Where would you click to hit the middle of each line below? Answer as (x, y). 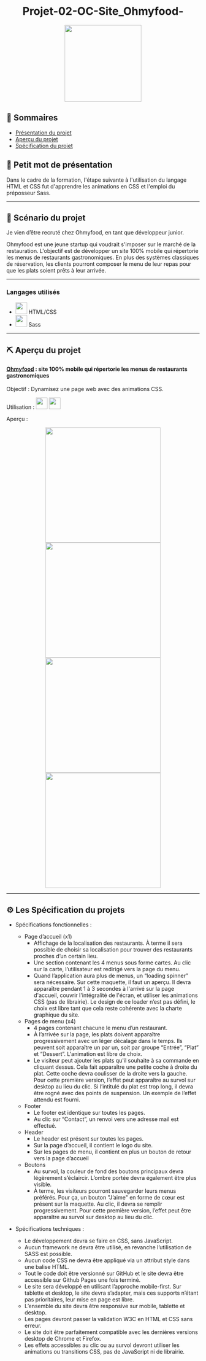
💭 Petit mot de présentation (59, 165)
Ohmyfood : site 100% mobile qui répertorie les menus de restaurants (97, 369)
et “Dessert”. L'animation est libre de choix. (88, 1054)
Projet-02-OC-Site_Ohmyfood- (103, 11)
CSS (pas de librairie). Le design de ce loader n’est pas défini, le (115, 1002)
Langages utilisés (33, 292)
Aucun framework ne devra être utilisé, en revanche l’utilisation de (108, 1247)
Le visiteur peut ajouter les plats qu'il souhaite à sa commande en (116, 1061)
